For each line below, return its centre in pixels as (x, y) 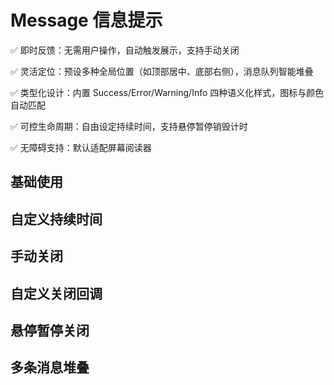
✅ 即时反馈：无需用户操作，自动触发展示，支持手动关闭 (125, 50)
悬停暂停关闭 (50, 330)
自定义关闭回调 (56, 293)
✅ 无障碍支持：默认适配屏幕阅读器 (81, 147)
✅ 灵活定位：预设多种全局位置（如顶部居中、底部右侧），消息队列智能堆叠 (162, 71)
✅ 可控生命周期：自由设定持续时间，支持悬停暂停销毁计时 (129, 126)
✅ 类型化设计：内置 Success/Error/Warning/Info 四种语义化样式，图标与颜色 (167, 92)
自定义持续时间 (56, 219)
